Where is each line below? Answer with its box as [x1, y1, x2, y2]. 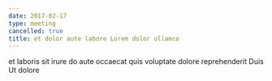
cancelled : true [8, 27, 63, 35]
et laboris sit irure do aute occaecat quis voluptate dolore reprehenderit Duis [8, 57, 264, 66]
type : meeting [8, 19, 57, 28]
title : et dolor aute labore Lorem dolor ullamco [8, 34, 180, 43]
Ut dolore [8, 66, 40, 75]
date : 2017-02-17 [8, 11, 67, 20]
